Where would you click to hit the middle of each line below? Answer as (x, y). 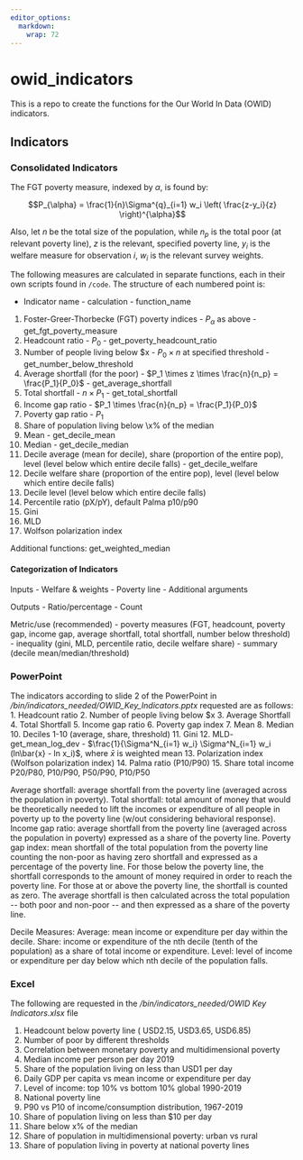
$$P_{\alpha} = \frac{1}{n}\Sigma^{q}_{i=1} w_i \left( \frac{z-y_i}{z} (152, 205)
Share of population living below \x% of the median (119, 425)
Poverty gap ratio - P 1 (64, 415)
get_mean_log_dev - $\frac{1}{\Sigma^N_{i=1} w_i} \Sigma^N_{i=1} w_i (141, 744)
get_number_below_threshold (78, 364)
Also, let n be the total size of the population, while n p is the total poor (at (146, 233)
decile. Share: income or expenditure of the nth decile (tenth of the (134, 941)
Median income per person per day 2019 (99, 1059)
